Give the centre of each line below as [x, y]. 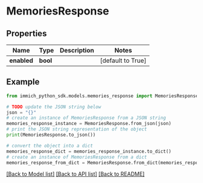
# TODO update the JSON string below [54, 107]
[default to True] [123, 60]
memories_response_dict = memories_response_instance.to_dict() [89, 151]
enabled [21, 60]
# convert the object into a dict [50, 146]
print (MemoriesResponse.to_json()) [51, 135]
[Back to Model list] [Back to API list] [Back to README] [76, 174]
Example [23, 82]
